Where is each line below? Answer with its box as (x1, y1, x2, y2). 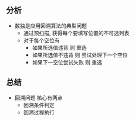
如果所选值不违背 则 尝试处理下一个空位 (32, 51, 128, 58)
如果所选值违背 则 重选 (32, 44, 87, 51)
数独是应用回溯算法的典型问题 (14, 22, 87, 29)
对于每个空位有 (23, 37, 60, 44)
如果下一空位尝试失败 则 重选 (32, 58, 103, 65)
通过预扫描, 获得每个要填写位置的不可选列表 (23, 29, 130, 36)
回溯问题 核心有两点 (14, 94, 63, 101)
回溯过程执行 (23, 109, 55, 116)
